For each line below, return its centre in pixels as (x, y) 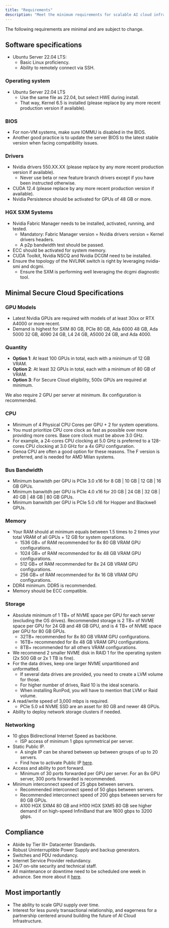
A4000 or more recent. (36, 323)
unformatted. (26, 669)
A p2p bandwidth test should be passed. (62, 245)
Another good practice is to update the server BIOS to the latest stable (85, 137)
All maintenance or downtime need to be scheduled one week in (79, 871)
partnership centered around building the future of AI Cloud (74, 915)
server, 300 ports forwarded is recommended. (68, 778)
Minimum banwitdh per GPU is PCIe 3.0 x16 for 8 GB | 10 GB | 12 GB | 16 (87, 481)
